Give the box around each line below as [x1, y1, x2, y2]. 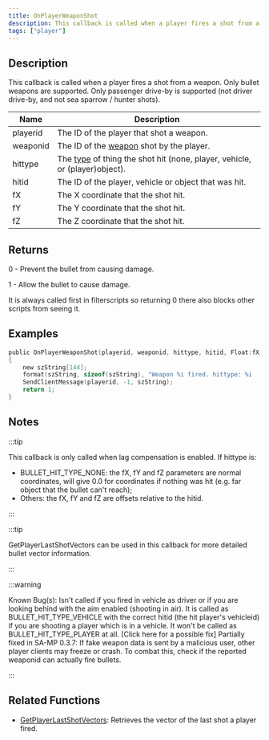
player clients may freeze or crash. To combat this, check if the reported [8, 646, 247, 656]
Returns [8, 242, 50, 257]
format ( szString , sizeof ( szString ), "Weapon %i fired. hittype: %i [22, 371, 252, 379]
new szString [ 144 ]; [22, 363, 88, 372]
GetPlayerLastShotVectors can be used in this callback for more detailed [8, 539, 248, 550]
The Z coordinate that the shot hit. [57, 216, 185, 227]
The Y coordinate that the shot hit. [57, 202, 186, 213]
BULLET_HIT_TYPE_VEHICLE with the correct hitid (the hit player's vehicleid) [8, 612, 260, 622]
